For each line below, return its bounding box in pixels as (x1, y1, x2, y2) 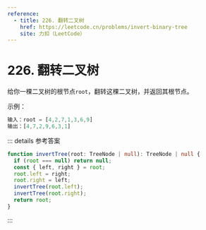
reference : (7, 10, 40, 18)
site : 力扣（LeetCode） (20, 30, 86, 37)
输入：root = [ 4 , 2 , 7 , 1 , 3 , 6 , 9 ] (7, 116, 93, 123)
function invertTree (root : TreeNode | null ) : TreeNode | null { (7, 150, 200, 157)
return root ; (13, 197, 52, 204)
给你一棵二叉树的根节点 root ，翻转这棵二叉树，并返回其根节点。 (7, 87, 193, 96)
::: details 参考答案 (7, 136, 61, 145)
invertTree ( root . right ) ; (13, 190, 87, 198)
